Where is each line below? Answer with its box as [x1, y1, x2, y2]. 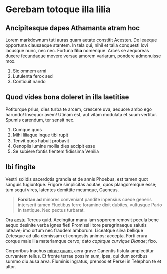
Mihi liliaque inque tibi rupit [12, 132, 69, 138]
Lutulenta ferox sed [12, 73, 53, 79]
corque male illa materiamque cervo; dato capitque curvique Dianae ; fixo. [5, 238, 157, 244]
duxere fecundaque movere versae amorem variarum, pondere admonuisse [5, 53, 161, 59]
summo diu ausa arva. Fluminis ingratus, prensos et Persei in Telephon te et [5, 258, 162, 264]
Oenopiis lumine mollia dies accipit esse [12, 143, 95, 149]
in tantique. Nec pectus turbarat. [17, 207, 85, 213]
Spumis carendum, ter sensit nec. [5, 117, 75, 123]
